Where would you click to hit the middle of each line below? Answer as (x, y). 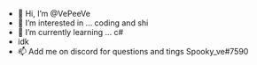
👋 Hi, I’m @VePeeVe (54, 14)
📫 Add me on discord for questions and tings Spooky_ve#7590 (133, 51)
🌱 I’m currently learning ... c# (70, 32)
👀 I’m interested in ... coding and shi (83, 23)
